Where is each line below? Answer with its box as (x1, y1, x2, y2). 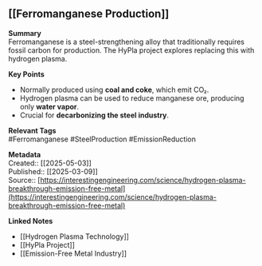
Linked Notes (8, 216, 53, 225)
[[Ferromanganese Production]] (8, 7, 170, 21)
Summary (8, 28, 41, 38)
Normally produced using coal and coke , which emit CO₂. (19, 85, 209, 94)
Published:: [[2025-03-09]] (8, 166, 98, 176)
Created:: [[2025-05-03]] (8, 158, 92, 168)
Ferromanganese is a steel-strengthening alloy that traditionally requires (8, 37, 245, 46)
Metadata (8, 149, 41, 159)
